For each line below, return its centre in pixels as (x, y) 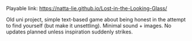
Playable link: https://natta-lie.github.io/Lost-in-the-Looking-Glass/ (87, 8)
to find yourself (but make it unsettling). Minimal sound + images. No (89, 26)
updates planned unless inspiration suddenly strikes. (70, 32)
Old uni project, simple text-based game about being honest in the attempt (96, 19)
